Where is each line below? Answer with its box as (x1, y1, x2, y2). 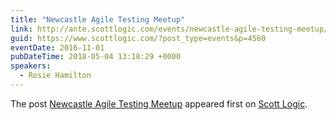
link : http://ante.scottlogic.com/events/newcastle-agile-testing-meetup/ (10, 24, 329, 34)
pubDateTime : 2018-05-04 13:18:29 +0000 (10, 52, 182, 62)
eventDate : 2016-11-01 (10, 42, 105, 53)
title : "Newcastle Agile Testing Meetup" (10, 14, 186, 25)
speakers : (10, 61, 52, 71)
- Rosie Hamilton (19, 71, 92, 81)
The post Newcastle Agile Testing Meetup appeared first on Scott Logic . (10, 97, 308, 110)
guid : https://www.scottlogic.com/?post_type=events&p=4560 (10, 33, 267, 43)
